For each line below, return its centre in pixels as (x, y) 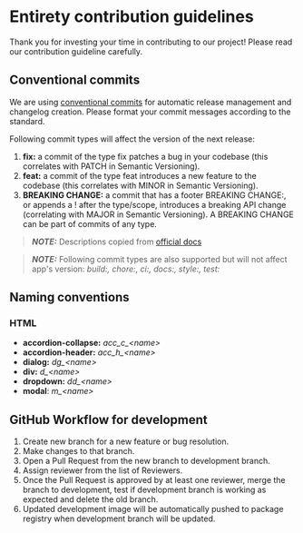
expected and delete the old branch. (90, 499)
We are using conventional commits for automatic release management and (151, 102)
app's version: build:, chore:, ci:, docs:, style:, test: (126, 269)
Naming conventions (69, 297)
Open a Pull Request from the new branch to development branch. (146, 461)
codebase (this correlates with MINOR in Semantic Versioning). (140, 185)
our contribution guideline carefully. (76, 51)
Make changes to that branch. (78, 451)
